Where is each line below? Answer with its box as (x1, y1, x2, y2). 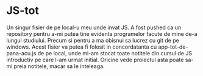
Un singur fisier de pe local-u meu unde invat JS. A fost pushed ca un (6, 24, 182, 31)
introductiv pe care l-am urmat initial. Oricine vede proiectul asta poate (6, 56, 184, 63)
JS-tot (6, 4, 40, 18)
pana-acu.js (6, 49, 37, 57)
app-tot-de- (158, 43, 188, 50)
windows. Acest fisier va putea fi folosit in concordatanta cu (6, 43, 157, 50)
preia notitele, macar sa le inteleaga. (13, 62, 105, 70)
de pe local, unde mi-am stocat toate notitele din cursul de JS (37, 49, 193, 57)
